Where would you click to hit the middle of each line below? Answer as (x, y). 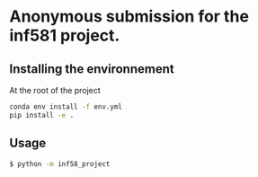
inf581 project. (65, 35)
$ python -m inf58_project (60, 164)
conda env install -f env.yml (66, 107)
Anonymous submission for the (129, 17)
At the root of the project (55, 90)
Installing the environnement (92, 69)
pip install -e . (42, 115)
